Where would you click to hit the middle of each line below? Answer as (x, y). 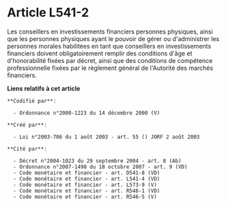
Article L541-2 (48, 13)
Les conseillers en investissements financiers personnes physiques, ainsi (110, 31)
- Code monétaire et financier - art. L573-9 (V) (85, 185)
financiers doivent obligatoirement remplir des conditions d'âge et (100, 53)
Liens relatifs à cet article (44, 88)
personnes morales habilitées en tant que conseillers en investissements (109, 46)
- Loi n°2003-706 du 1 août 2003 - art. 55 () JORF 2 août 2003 (107, 137)
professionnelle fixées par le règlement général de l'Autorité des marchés (110, 68)
